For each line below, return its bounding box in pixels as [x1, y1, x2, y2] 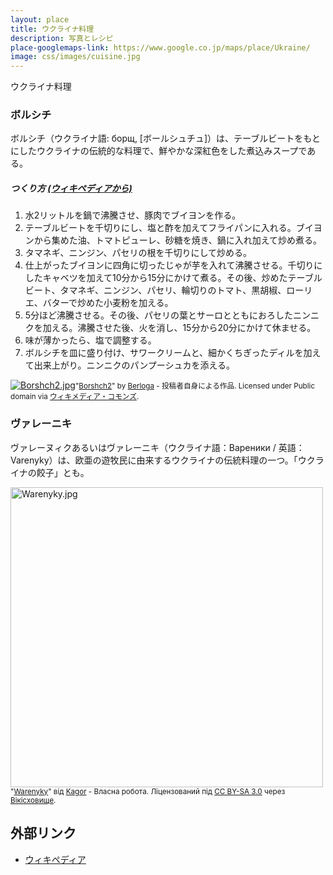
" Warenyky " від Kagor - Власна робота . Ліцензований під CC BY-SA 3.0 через [10, 786, 286, 796]
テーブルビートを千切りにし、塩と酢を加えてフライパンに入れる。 [24, 222, 297, 234]
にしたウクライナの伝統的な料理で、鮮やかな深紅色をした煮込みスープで [10, 145, 308, 157]
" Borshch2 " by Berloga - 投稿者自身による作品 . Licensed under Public [74, 381, 316, 391]
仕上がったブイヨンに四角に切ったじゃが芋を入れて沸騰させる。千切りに [24, 259, 323, 271]
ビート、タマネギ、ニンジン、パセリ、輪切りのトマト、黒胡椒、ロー [24, 284, 305, 296]
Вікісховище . [10, 795, 57, 805]
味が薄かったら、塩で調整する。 [24, 334, 157, 346]
